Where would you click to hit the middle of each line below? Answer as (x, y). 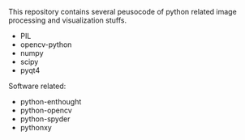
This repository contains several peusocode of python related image (122, 12)
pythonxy (36, 127)
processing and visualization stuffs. (68, 20)
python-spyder (45, 119)
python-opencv (46, 110)
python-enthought (51, 102)
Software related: (37, 86)
